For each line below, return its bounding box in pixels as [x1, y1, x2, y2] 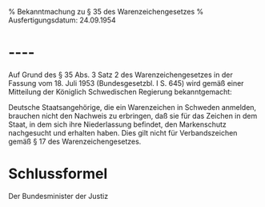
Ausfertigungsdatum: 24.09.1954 [8, 15, 116, 25]
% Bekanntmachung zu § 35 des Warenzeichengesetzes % [8, 7, 204, 16]
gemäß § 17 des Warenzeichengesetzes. [8, 136, 142, 146]
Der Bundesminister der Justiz [8, 191, 109, 201]
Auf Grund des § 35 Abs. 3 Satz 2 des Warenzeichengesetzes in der [8, 70, 234, 79]
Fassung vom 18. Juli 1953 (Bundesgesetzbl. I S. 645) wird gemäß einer [8, 78, 244, 87]
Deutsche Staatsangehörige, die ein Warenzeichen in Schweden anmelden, [8, 102, 257, 112]
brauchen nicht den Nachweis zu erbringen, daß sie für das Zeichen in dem [8, 111, 258, 120]
